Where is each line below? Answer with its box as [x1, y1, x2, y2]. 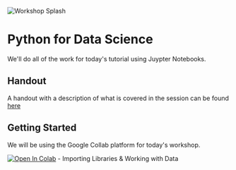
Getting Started [7, 122, 77, 134]
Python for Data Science [7, 32, 153, 47]
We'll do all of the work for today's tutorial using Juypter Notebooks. [7, 54, 206, 63]
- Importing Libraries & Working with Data [57, 154, 179, 162]
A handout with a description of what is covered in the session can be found [7, 94, 230, 102]
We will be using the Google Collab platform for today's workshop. [7, 140, 201, 149]
